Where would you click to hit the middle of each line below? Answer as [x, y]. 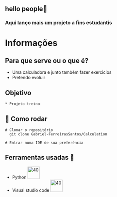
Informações [31, 43]
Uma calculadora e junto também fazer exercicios [62, 72]
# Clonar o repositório [29, 130]
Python [19, 177]
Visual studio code [31, 190]
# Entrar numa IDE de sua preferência [44, 143]
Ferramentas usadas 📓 [40, 157]
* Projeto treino [23, 104]
